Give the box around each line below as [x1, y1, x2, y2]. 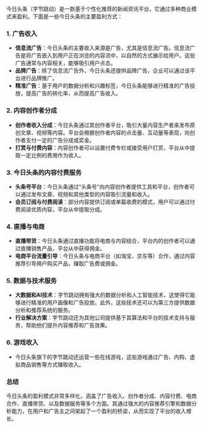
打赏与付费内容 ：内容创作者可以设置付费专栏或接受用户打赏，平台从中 [14, 144, 190, 151]
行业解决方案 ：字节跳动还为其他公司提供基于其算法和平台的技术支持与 [14, 314, 190, 321]
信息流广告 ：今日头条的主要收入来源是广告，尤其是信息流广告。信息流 [14, 44, 190, 51]
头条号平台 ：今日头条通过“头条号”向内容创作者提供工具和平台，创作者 [14, 183, 190, 190]
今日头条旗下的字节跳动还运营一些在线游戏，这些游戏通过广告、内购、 [14, 353, 190, 360]
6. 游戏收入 [6, 338, 39, 347]
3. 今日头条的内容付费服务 [6, 168, 82, 177]
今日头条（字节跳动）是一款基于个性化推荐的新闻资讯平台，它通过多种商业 [6, 5, 192, 12]
